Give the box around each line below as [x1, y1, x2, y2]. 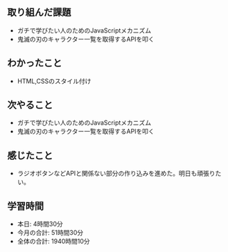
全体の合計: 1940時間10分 [17, 237, 90, 246]
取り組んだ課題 [7, 6, 71, 19]
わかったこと [7, 57, 62, 69]
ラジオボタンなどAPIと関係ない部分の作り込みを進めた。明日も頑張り [17, 169, 216, 178]
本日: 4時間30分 [17, 220, 64, 228]
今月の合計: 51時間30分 [17, 228, 84, 237]
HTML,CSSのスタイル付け [17, 77, 91, 85]
